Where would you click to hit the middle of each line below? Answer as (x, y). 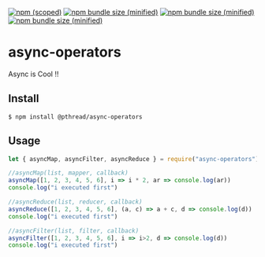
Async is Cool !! (34, 74)
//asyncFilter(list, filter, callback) (74, 231)
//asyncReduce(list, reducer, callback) (76, 202)
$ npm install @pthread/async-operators (76, 117)
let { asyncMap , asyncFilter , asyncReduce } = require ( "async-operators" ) (134, 159)
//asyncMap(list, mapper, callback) (68, 173)
